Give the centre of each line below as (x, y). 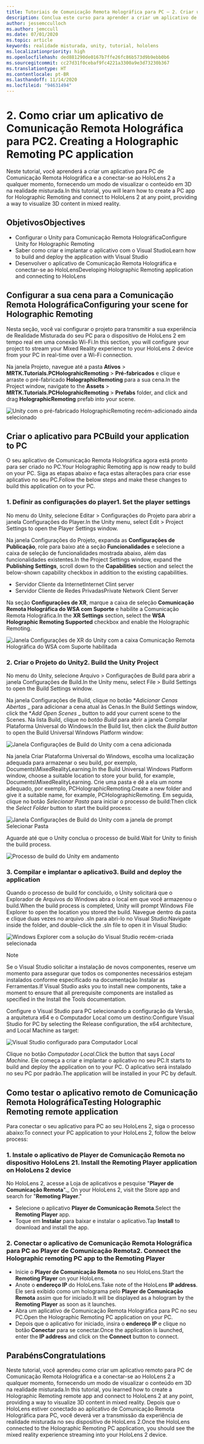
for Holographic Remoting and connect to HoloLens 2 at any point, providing (102, 197)
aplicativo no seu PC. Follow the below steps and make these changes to (97, 480)
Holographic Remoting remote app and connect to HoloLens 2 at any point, (100, 1396)
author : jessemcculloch (36, 23)
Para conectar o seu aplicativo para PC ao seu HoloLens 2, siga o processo (100, 1126)
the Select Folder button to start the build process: (69, 807)
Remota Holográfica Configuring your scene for (97, 305)
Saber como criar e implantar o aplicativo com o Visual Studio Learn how (105, 250)
